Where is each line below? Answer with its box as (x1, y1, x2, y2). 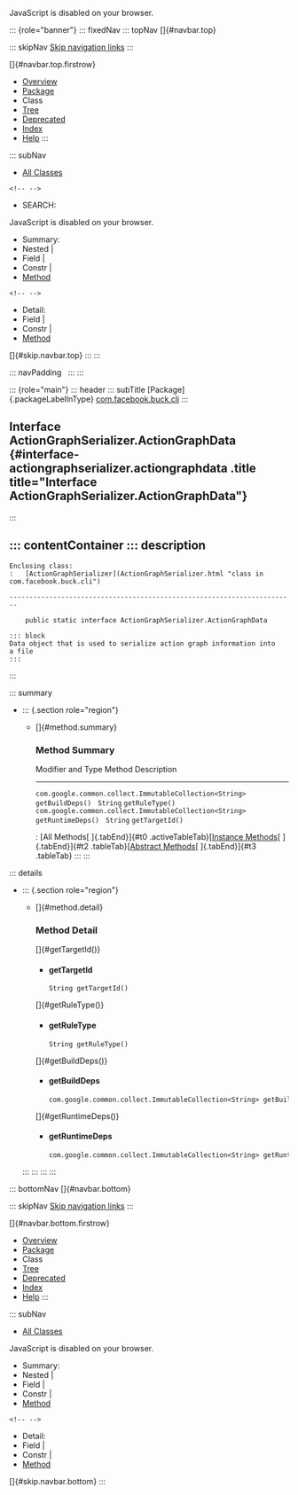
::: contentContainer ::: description (9, 538, 207, 553)
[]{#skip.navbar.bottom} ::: (9, 1476, 106, 1487)
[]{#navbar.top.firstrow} (9, 59, 96, 69)
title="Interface (9, 474, 98, 490)
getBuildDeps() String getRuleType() (35, 798, 176, 808)
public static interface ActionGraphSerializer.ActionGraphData (25, 615, 268, 624)
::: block (9, 631, 46, 640)
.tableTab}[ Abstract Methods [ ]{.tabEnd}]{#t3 (90, 841, 257, 851)
